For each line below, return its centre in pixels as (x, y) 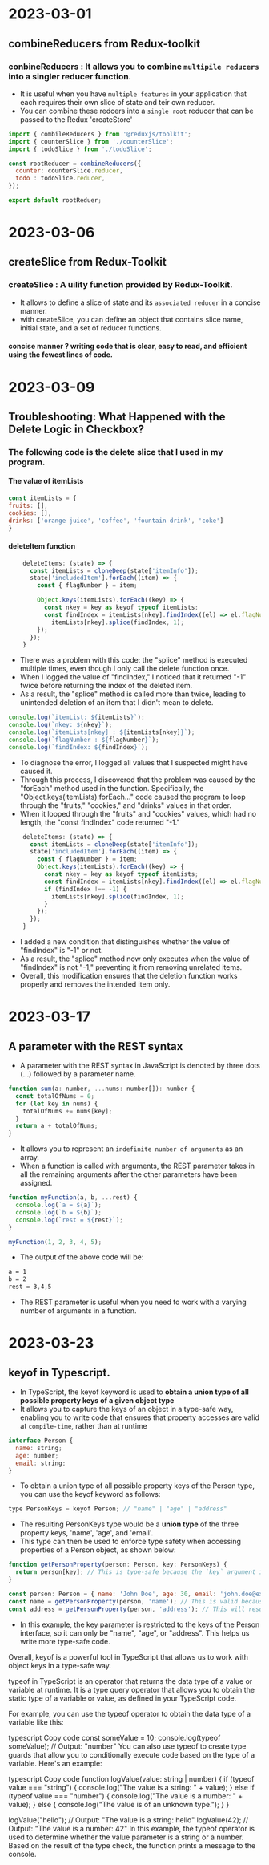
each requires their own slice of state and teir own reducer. (117, 102)
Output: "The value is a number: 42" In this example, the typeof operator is (131, 1828)
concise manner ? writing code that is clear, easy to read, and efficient (128, 347)
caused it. (36, 771)
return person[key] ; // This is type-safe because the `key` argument (136, 1572)
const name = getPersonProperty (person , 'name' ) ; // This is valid (123, 1601)
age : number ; (37, 1456)
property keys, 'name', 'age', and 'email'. (86, 1533)
